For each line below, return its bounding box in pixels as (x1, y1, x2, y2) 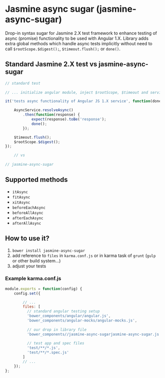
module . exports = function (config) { (5, 286, 82, 291)
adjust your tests (12, 263, 47, 269)
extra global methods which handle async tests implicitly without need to (5, 40, 153, 46)
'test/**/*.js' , (27, 346, 60, 350)
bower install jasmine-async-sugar (12, 248, 85, 253)
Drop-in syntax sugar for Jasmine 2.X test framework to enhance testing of (5, 30, 157, 36)
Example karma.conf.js (5, 275, 61, 282)
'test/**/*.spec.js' (27, 350, 69, 355)
